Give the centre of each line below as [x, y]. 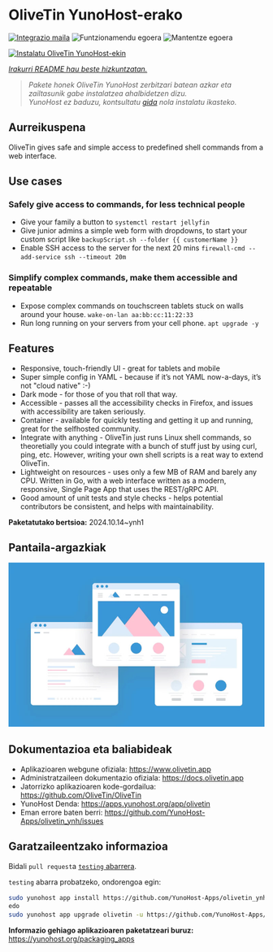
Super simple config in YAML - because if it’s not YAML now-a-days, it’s [141, 376]
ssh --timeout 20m [95, 258]
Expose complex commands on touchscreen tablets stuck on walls [132, 306]
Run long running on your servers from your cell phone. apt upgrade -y [139, 323]
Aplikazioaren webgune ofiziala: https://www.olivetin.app [115, 769]
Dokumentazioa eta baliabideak [90, 750]
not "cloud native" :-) [55, 385]
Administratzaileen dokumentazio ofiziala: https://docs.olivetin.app [132, 777]
